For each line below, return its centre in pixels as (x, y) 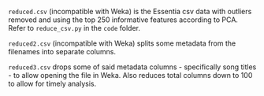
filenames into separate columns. (62, 52)
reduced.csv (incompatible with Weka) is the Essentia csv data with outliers (130, 11)
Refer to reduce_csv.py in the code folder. (74, 28)
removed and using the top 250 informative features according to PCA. (123, 20)
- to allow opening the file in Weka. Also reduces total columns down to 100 (130, 75)
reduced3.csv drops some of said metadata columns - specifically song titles (132, 67)
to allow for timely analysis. (52, 83)
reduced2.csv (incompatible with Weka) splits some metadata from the (122, 43)
